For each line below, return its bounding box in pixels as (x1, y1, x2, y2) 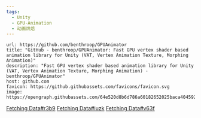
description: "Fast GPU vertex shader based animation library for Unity (6, 63, 194, 69)
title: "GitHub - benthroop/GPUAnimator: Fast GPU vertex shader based (6, 47, 188, 53)
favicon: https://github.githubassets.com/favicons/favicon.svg (6, 84, 170, 90)
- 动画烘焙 (11, 25, 35, 32)
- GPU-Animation (11, 20, 52, 26)
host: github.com (6, 78, 50, 84)
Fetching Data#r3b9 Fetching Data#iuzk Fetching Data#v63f (6, 105, 155, 112)
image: (6, 89, 23, 95)
